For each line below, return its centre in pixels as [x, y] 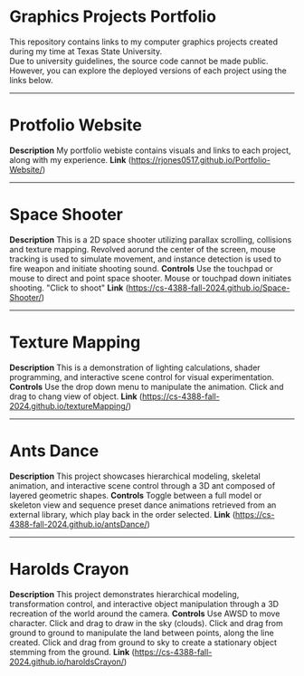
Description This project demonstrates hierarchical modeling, [124, 594]
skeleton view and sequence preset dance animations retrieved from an [143, 505]
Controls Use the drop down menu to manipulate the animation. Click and [147, 386]
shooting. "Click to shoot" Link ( [69, 288]
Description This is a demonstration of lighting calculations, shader [135, 367]
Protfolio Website [76, 125]
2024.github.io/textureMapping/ [69, 405]
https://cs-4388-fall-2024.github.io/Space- [209, 288]
